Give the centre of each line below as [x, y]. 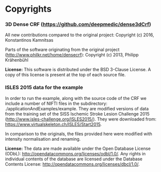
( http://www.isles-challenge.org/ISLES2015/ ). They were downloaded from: [81, 119]
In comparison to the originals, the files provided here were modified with [79, 134]
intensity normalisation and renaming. [43, 139]
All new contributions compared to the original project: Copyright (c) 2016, [80, 35]
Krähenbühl [17, 60]
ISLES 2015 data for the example [44, 88]
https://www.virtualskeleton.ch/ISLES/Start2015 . [53, 124]
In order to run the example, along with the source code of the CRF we [76, 98]
